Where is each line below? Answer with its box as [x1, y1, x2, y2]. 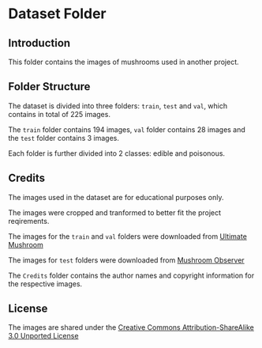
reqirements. [8, 216, 50, 225]
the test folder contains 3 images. [8, 133, 120, 142]
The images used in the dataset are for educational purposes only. [8, 192, 224, 202]
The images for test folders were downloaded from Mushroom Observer [8, 255, 245, 265]
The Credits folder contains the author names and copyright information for [8, 270, 255, 280]
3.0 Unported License [8, 331, 79, 341]
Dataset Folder [8, 5, 107, 23]
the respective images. [8, 278, 83, 289]
